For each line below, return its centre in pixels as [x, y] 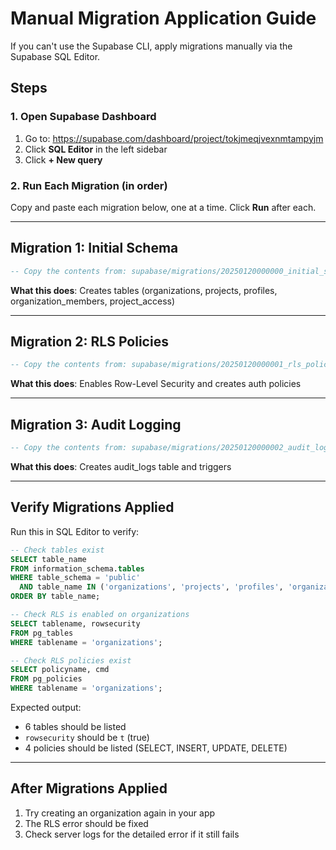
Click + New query [63, 159]
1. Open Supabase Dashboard [83, 117]
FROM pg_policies [46, 679]
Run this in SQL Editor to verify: [75, 531]
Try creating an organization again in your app [120, 813]
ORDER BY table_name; [55, 597]
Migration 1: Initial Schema [94, 248]
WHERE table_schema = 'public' [75, 578]
